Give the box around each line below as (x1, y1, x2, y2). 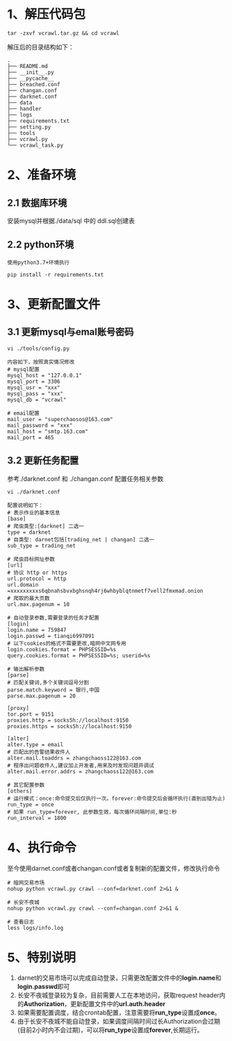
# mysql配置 (7, 366, 40, 372)
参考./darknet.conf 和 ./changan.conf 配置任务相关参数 (7, 474, 164, 483)
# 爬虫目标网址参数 (7, 555, 56, 563)
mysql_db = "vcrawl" (7, 396, 67, 403)
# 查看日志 (7, 918, 35, 925)
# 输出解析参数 (7, 665, 45, 673)
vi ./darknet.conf (7, 488, 60, 495)
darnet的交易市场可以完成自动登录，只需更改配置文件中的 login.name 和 (17, 974, 222, 982)
